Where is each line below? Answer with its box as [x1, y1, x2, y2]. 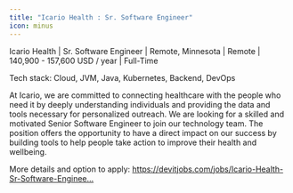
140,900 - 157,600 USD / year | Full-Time [9, 55, 159, 66]
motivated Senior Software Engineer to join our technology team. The [9, 117, 264, 129]
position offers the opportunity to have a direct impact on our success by [9, 127, 278, 138]
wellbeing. [9, 146, 47, 157]
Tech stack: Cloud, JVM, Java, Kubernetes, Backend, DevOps [9, 72, 236, 83]
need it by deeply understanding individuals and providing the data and [9, 99, 271, 109]
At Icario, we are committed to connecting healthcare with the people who [9, 90, 281, 101]
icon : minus [9, 21, 53, 30]
